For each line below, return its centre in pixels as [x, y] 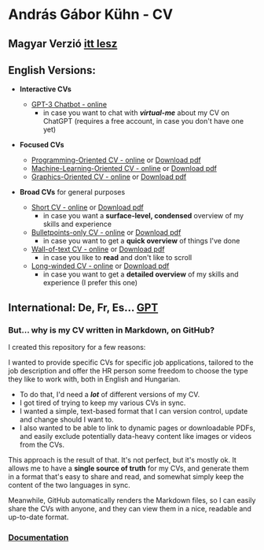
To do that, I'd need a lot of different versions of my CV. [110, 395]
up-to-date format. [38, 517]
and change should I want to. [66, 420]
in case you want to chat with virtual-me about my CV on [136, 113]
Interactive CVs [46, 89]
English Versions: [52, 70]
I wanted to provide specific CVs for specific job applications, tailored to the [131, 362]
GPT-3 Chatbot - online [69, 105]
